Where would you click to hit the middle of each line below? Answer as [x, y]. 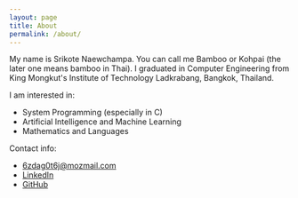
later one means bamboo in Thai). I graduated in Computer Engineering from [149, 68]
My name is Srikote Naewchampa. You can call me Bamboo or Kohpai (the [145, 59]
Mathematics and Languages [75, 131]
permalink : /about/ [45, 34]
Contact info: [33, 148]
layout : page [33, 17]
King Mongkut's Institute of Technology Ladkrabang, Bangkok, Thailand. [141, 78]
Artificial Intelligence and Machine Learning [102, 122]
